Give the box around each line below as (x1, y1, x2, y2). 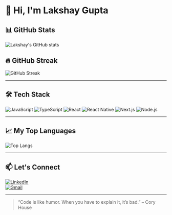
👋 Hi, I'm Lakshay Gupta (5, 5, 109, 16)
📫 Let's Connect (5, 163, 60, 172)
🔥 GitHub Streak (5, 56, 58, 65)
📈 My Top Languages (5, 127, 76, 135)
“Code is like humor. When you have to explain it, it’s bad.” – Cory (17, 199, 156, 205)
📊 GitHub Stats (5, 26, 55, 34)
